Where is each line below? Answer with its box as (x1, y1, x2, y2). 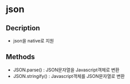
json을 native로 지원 (13, 38, 54, 44)
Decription (6, 24, 40, 32)
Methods (6, 53, 35, 61)
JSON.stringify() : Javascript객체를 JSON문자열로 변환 (13, 73, 125, 79)
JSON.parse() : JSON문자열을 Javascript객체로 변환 (13, 67, 120, 73)
